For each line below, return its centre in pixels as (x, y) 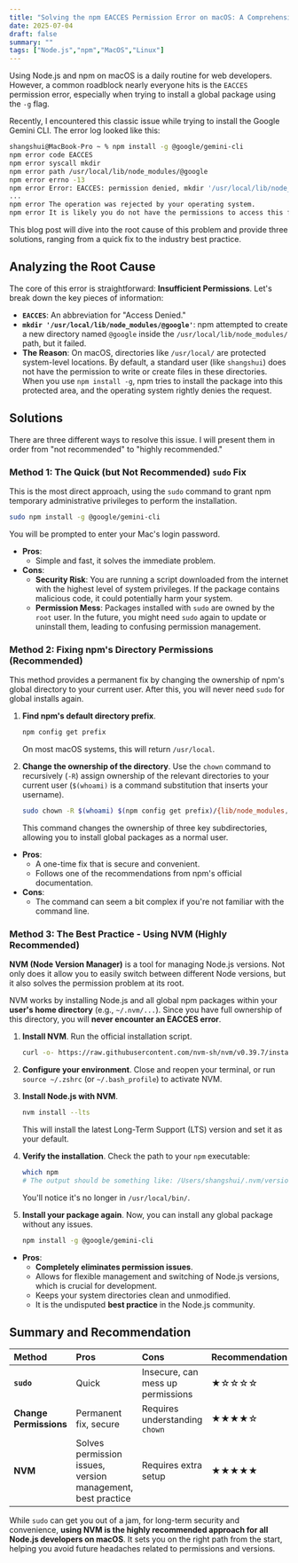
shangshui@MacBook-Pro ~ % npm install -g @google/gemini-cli (126, 147)
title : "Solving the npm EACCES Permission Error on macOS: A (126, 17)
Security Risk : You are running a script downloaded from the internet (162, 579)
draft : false (33, 34)
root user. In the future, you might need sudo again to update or (151, 617)
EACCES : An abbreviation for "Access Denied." (104, 315)
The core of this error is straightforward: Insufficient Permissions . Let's (141, 288)
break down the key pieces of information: (86, 297)
